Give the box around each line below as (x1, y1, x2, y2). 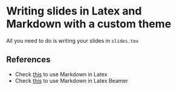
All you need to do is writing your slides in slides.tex (6, 37, 139, 44)
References (6, 54, 51, 65)
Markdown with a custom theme (6, 17, 172, 31)
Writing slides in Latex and (6, 4, 142, 18)
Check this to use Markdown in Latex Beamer (14, 77, 129, 84)
